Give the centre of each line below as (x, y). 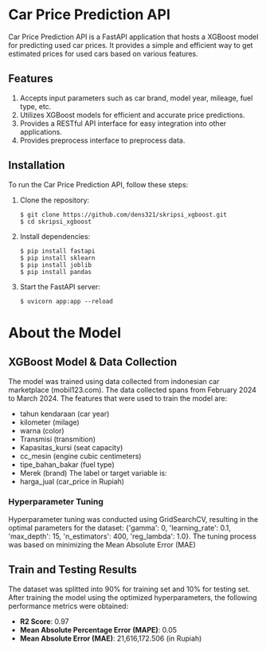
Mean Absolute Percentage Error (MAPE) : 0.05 (98, 629)
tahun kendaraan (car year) (65, 414)
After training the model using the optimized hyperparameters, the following (133, 597)
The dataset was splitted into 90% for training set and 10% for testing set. (129, 589)
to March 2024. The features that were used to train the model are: (118, 398)
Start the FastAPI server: (60, 286)
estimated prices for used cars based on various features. (104, 53)
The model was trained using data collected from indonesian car (114, 381)
